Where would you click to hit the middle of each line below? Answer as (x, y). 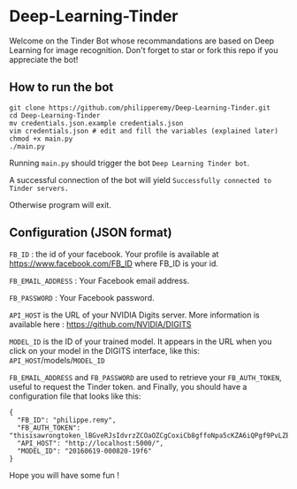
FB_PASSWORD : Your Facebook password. (82, 297)
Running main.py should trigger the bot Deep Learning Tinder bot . (129, 163)
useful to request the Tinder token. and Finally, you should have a (128, 386)
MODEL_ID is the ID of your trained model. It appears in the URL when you (141, 341)
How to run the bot (61, 87)
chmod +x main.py (41, 139)
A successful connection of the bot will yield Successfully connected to (141, 180)
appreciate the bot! (44, 59)
